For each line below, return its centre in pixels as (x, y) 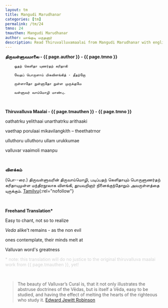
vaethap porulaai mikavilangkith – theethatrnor (53, 131)
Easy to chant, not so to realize (37, 220)
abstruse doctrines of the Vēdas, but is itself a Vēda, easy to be (83, 289)
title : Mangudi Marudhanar (33, 15)
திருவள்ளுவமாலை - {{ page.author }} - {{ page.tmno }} (61, 57)
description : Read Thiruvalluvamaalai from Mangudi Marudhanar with (78, 43)
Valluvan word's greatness (32, 249)
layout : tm (16, 10)
